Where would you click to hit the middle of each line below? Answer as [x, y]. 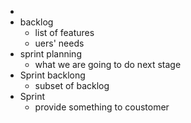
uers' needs [59, 43]
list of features [64, 32]
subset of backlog [72, 85]
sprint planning [50, 54]
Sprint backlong [52, 75]
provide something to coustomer [102, 107]
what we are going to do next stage [108, 64]
